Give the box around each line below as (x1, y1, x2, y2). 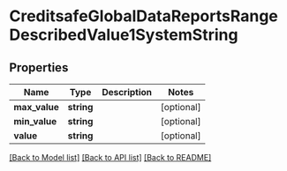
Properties (9, 60, 69, 75)
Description (101, 86, 153, 98)
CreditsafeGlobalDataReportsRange (9, 6, 278, 26)
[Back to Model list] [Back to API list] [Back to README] (9, 152, 212, 162)
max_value (13, 101, 60, 113)
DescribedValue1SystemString (9, 25, 238, 45)
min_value (13, 115, 57, 127)
